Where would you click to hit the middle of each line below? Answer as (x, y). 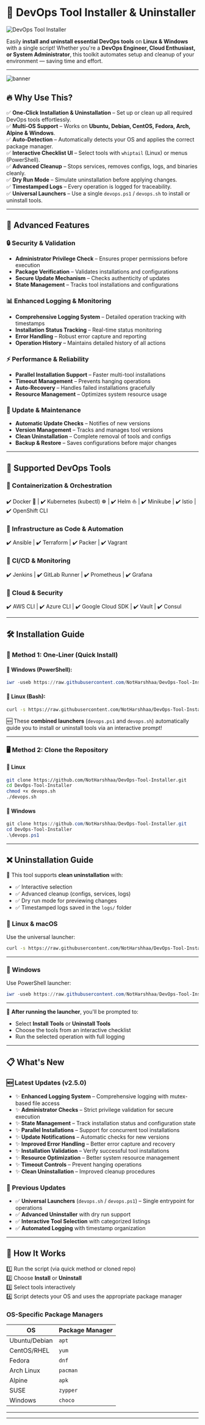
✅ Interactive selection (44, 887)
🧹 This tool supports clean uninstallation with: (65, 875)
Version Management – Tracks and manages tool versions (89, 430)
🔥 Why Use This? (40, 98)
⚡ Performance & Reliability (48, 359)
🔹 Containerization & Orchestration (59, 485)
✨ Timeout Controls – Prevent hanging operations (78, 1165)
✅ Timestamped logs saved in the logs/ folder (73, 907)
